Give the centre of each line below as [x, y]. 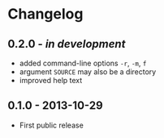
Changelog [45, 14]
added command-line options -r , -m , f [83, 63]
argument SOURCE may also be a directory [88, 72]
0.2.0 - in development [67, 44]
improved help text [51, 80]
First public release [52, 125]
